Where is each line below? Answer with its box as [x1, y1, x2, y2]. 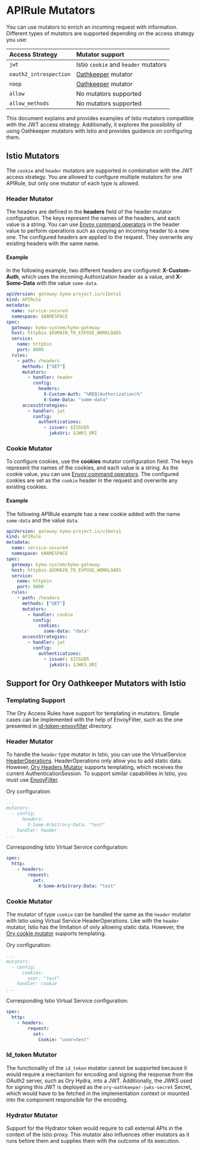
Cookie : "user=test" [38, 1036, 90, 1042]
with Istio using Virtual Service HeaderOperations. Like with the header [6, 917, 179, 925]
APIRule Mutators [6, 4, 96, 17]
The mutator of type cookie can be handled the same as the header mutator [6, 911, 192, 918]
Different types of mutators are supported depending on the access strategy [6, 29, 195, 36]
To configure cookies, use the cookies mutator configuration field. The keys [6, 458, 193, 465]
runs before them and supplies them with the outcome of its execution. [6, 1137, 180, 1144]
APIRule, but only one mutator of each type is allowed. [6, 179, 140, 187]
